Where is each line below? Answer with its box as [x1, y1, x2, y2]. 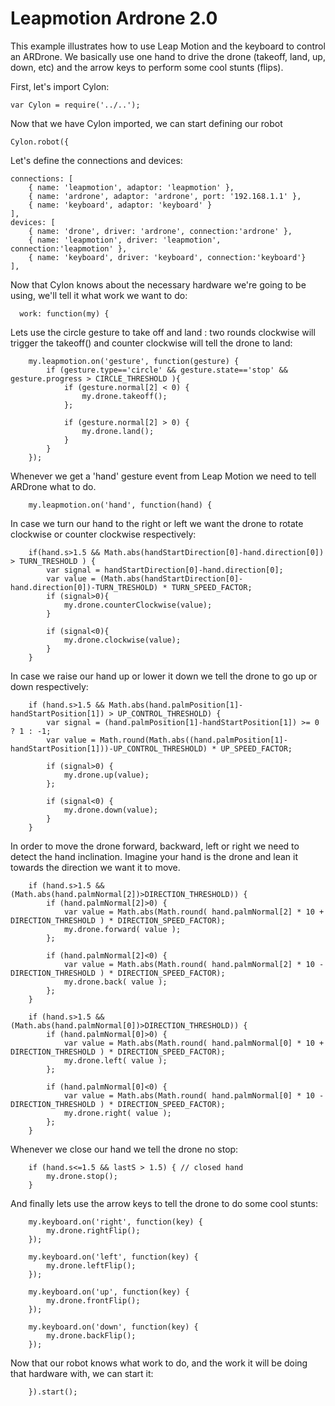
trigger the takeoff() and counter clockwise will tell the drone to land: [10, 337, 293, 349]
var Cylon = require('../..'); [10, 100, 141, 110]
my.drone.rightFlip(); [46, 1225, 141, 1236]
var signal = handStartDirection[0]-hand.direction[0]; [46, 565, 284, 575]
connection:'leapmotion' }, [10, 243, 128, 254]
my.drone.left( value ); [63, 1055, 168, 1066]
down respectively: [10, 680, 89, 692]
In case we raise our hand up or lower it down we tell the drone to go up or [10, 670, 318, 682]
